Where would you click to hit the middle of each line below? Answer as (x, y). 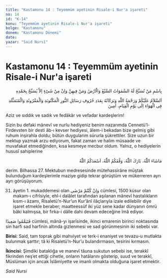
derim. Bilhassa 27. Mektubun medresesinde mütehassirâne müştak (75, 170)
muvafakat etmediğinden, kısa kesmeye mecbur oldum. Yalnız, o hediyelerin (83, 146)
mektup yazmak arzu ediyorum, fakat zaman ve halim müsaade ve (73, 140)
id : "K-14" (17, 19)
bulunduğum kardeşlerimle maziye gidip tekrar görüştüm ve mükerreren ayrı (83, 175)
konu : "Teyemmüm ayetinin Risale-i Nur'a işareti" (59, 24)
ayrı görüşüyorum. (25, 181)
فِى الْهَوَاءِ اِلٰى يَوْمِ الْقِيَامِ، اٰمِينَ (135, 106)
